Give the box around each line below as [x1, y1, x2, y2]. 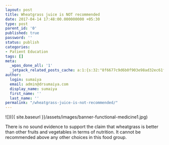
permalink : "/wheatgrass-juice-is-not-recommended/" [5, 100, 118, 105]
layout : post [5, 7, 33, 12]
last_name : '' [10, 95, 39, 100]
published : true [5, 30, 39, 35]
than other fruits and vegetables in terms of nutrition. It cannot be [5, 129, 141, 135]
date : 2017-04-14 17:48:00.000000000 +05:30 [5, 16, 100, 21]
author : [5, 72, 22, 77]
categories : [5, 44, 30, 49]
